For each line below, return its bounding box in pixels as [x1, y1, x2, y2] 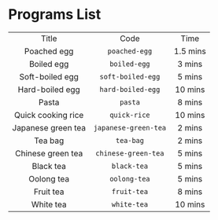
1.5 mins [173, 46, 206, 57]
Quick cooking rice [14, 109, 84, 120]
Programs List [8, 5, 102, 24]
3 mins [177, 58, 203, 69]
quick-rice [109, 110, 151, 119]
